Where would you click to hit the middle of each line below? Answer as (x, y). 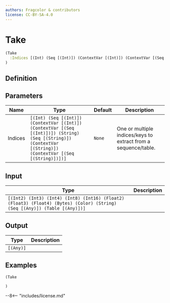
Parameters (24, 96)
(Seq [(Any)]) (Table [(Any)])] (47, 208)
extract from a (134, 142)
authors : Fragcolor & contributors (43, 10)
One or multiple (135, 129)
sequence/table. (136, 148)
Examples (21, 265)
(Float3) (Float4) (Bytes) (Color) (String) (62, 203)
